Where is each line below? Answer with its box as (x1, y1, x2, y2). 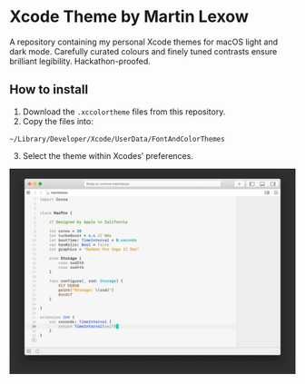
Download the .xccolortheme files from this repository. (22, 106, 226, 117)
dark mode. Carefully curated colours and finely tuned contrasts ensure (9, 45, 278, 56)
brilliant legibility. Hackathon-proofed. (9, 55, 152, 66)
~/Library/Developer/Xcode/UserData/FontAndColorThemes (9, 134, 225, 143)
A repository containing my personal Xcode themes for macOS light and (9, 36, 279, 47)
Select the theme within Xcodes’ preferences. (22, 150, 193, 161)
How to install (9, 82, 89, 97)
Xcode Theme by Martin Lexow (9, 6, 250, 27)
